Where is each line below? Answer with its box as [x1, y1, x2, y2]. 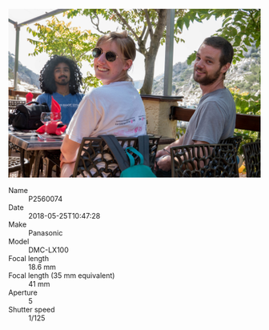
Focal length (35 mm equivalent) [8, 270, 115, 280]
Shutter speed [8, 304, 55, 314]
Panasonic [28, 227, 63, 237]
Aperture [8, 288, 38, 297]
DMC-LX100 [28, 245, 70, 255]
